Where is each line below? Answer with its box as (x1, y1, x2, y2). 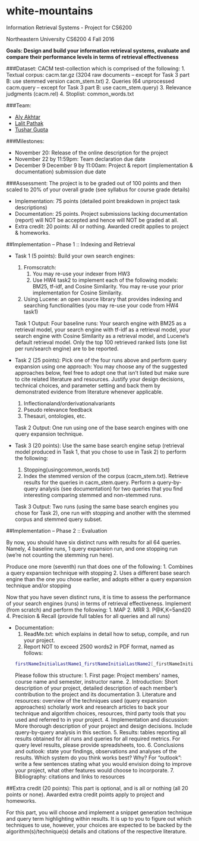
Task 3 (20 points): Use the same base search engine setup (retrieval (14, 442, 184, 449)
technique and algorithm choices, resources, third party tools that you (14, 709, 186, 716)
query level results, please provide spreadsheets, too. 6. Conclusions (14, 741, 184, 749)
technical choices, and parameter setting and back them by (14, 381, 160, 389)
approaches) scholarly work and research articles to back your (14, 703, 169, 710)
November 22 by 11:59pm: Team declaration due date (14, 155, 146, 162)
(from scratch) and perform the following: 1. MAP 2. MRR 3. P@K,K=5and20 (6, 606, 191, 613)
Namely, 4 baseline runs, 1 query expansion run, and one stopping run (6, 545, 178, 552)
